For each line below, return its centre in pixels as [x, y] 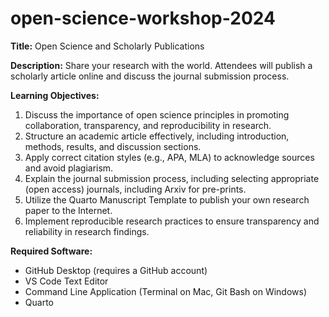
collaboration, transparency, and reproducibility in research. [148, 125]
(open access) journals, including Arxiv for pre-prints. [135, 189]
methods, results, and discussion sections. [113, 146]
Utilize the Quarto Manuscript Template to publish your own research [167, 199]
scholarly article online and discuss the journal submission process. [150, 76]
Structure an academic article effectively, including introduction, [157, 136]
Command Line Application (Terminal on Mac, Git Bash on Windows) [166, 291]
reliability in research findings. [87, 231]
